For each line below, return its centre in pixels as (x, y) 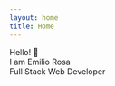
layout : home (34, 18)
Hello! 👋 (24, 52)
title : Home (32, 26)
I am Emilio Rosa (40, 62)
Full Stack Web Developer (57, 71)
